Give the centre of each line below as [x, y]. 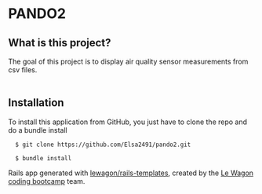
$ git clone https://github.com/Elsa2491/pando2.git [103, 145]
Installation [36, 103]
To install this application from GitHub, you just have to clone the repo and [128, 122]
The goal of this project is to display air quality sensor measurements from [128, 61]
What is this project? [60, 43]
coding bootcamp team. [47, 181]
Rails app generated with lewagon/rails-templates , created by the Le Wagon [131, 173]
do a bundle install [38, 130]
